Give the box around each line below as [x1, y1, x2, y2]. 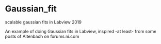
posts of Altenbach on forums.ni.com [5, 33, 79, 39]
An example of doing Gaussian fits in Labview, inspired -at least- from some [5, 28, 157, 34]
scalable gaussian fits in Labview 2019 [5, 19, 81, 25]
